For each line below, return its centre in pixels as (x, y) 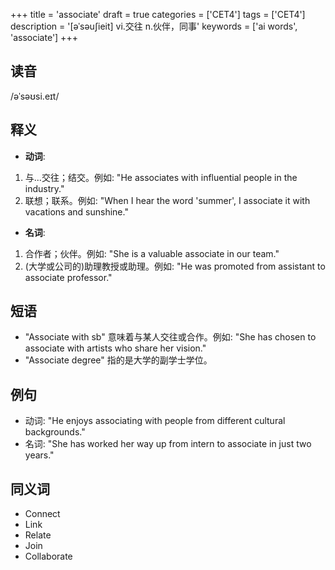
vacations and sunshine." (76, 211)
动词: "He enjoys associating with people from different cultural (155, 421)
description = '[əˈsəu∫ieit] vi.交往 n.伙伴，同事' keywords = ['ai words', (154, 26)
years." (39, 455)
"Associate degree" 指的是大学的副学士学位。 (118, 360)
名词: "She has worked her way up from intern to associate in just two (168, 444)
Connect (42, 514)
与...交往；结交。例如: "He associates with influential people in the (161, 177)
